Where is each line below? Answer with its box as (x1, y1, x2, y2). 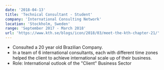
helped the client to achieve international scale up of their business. (12, 55, 152, 60)
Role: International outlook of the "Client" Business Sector (12, 60, 131, 66)
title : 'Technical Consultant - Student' (5, 12, 93, 17)
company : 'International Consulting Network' (5, 16, 101, 21)
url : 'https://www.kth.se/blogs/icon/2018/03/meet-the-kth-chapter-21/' (5, 30, 160, 35)
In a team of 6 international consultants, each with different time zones (12, 49, 158, 55)
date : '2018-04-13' (5, 7, 46, 12)
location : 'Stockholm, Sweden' (5, 21, 70, 26)
